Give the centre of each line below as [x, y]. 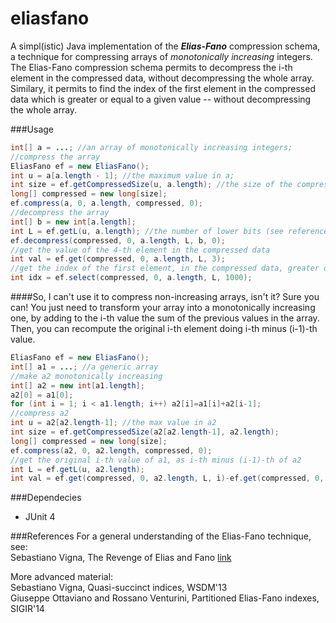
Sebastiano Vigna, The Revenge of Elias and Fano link [121, 558]
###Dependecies [46, 498]
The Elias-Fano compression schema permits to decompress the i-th [151, 67]
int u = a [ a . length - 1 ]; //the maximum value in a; [122, 175]
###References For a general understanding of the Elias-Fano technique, [161, 536]
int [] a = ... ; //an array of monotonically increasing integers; [151, 147]
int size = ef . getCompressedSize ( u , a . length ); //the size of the [151, 185]
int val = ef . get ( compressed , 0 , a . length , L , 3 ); [118, 259]
